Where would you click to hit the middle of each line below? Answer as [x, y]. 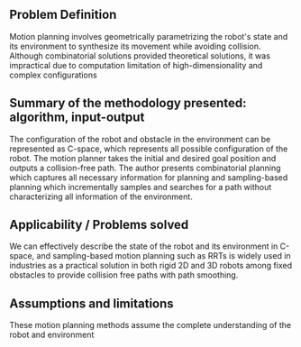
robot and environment [52, 335]
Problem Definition [63, 15]
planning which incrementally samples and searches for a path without [141, 187]
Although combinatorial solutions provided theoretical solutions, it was [140, 55]
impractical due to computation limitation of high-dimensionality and [136, 65]
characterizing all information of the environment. [101, 196]
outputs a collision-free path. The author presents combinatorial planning [145, 168]
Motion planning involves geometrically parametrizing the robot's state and [149, 36]
